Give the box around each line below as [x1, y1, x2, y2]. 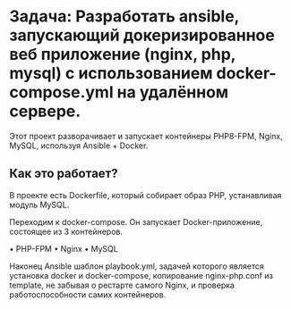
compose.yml [9, 82, 114, 103]
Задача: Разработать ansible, [9, 6, 240, 27]
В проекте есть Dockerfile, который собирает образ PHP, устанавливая [9, 189, 282, 200]
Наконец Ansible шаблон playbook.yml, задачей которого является [9, 261, 264, 271]
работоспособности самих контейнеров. [9, 288, 167, 300]
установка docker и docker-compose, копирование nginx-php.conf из [9, 270, 273, 280]
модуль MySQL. [9, 199, 70, 210]
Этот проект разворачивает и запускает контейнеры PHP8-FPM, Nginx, [9, 130, 284, 141]
